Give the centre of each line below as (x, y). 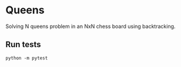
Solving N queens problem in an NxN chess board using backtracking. (90, 26)
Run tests (23, 45)
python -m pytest (27, 58)
